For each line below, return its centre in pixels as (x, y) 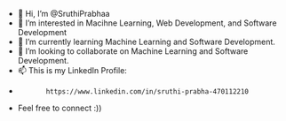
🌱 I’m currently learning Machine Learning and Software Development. (146, 42)
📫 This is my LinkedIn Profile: (72, 70)
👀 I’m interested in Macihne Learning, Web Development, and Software (147, 23)
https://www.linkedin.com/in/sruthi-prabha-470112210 (147, 92)
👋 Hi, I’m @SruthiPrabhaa (64, 14)
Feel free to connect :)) (60, 108)
